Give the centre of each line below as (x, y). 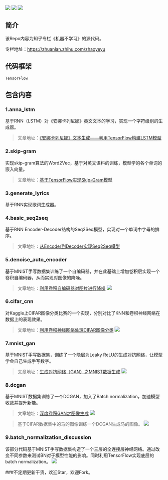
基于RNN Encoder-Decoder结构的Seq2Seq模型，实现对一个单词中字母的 (80, 229)
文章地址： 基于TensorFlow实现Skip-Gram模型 (65, 180)
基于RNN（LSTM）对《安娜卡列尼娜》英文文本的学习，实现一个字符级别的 (82, 121)
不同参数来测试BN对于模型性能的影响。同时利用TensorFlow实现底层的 (82, 455)
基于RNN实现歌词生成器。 (32, 204)
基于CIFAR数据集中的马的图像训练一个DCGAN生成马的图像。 (80, 424)
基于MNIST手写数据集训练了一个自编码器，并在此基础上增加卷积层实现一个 (82, 271)
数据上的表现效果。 (25, 319)
